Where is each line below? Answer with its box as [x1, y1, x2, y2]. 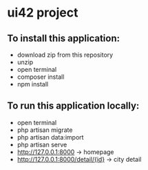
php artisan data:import [17, 133, 84, 141]
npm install [17, 80, 49, 88]
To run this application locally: [7, 100, 140, 112]
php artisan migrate [17, 126, 73, 134]
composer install [17, 73, 65, 81]
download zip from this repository [17, 50, 114, 59]
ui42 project [7, 5, 78, 21]
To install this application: [7, 32, 120, 44]
